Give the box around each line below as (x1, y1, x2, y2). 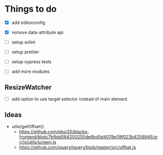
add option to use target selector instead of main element (11, 96, 128, 102)
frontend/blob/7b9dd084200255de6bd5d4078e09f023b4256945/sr (19, 134, 158, 140)
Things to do (4, 3, 57, 15)
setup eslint (11, 39, 35, 45)
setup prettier (11, 49, 40, 55)
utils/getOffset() (11, 124, 44, 129)
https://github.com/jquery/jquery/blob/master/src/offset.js (19, 144, 136, 150)
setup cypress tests (11, 59, 52, 65)
